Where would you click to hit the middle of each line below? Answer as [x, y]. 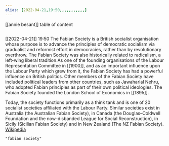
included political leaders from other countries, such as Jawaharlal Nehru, [82, 82]
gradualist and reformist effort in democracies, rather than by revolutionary [83, 49]
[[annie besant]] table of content [39, 24]
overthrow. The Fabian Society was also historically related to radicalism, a [83, 55]
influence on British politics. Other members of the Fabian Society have [79, 76]
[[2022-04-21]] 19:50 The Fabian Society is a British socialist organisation [82, 39]
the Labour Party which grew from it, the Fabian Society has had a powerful [84, 71]
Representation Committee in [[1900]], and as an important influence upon [83, 65]
